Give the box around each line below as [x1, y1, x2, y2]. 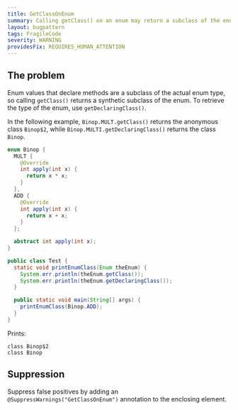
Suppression [7, 368, 65, 380]
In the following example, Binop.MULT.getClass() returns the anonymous [7, 117, 218, 126]
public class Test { [7, 257, 69, 265]
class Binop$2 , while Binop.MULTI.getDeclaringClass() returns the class [7, 125, 216, 133]
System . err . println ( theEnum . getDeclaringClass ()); [20, 277, 173, 284]
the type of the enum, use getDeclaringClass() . [7, 104, 147, 112]
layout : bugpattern [7, 23, 65, 31]
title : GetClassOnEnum [7, 10, 74, 18]
